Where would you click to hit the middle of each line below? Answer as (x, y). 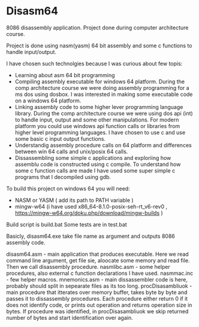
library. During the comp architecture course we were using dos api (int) (104, 113)
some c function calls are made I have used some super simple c (95, 170)
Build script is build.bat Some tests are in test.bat (67, 224)
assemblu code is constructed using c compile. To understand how (98, 164)
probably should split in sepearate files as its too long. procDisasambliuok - (99, 286)
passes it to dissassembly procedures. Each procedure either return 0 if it (97, 298)
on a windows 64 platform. (48, 101)
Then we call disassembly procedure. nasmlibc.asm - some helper (88, 267)
